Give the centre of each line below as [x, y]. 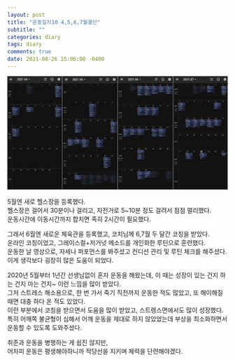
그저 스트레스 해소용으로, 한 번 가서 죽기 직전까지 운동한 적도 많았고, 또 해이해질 [115, 292]
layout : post [26, 15]
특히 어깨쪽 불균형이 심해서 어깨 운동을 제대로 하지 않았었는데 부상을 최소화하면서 [117, 319]
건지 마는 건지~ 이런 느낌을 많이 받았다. [67, 284]
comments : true [29, 52]
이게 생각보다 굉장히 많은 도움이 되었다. [60, 260]
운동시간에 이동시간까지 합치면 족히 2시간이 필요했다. [79, 219]
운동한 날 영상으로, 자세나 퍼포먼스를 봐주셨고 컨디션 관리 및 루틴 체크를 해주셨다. [117, 251]
